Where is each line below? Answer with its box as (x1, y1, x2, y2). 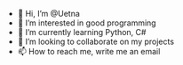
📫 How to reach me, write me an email (17, 47, 161, 56)
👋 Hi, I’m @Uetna (17, 9, 80, 18)
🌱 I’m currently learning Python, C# (17, 27, 147, 37)
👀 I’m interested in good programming (17, 18, 157, 28)
